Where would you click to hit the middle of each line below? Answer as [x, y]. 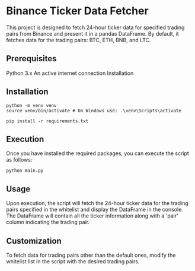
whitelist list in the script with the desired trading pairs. [73, 261]
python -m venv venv [32, 105]
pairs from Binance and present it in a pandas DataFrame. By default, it [92, 33]
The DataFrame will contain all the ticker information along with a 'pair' [92, 216]
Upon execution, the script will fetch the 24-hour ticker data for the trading [97, 203]
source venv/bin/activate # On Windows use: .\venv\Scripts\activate [94, 111]
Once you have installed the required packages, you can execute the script [98, 153]
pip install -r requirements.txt [47, 121]
